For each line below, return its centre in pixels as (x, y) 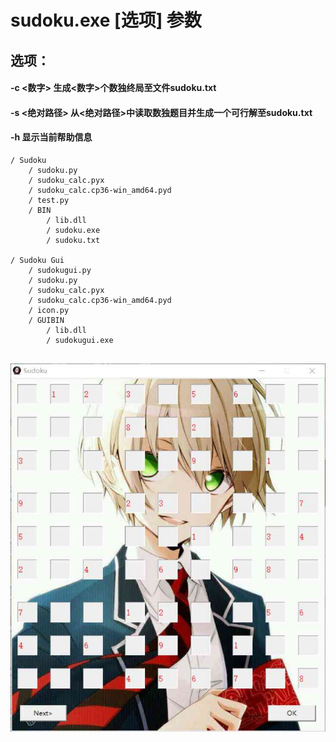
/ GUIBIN (46, 320)
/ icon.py (49, 310)
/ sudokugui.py (60, 270)
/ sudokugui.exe (80, 340)
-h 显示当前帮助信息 (51, 137)
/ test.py (49, 200)
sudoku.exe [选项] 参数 (106, 20)
